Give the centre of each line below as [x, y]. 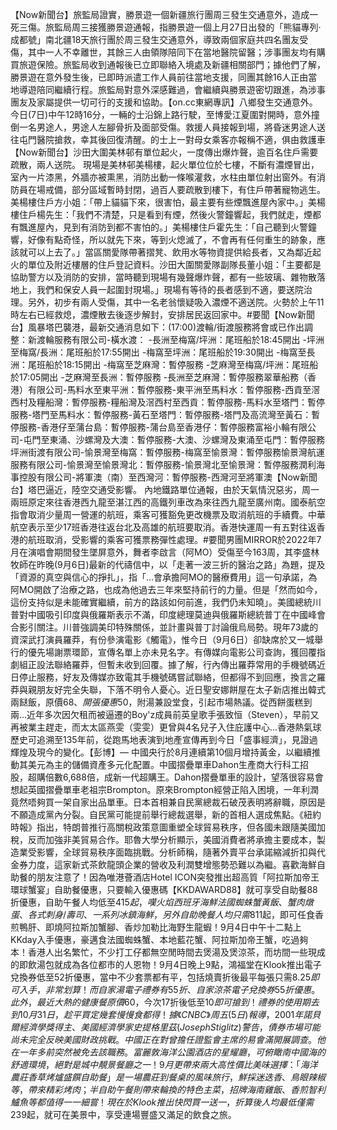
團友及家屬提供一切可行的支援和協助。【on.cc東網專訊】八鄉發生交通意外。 [164, 102]
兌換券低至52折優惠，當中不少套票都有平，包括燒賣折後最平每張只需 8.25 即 [165, 977]
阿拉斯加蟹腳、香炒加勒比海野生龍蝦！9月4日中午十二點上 [182, 927]
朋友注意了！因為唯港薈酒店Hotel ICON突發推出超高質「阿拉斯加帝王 [178, 877]
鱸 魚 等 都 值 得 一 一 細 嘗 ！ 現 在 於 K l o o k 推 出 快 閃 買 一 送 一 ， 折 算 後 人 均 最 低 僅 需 [162, 1102]
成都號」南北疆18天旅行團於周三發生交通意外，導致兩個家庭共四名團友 [155, 39]
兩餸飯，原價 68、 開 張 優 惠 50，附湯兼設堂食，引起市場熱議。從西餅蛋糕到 [161, 702]
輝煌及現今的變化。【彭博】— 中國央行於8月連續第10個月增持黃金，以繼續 [161, 752]
